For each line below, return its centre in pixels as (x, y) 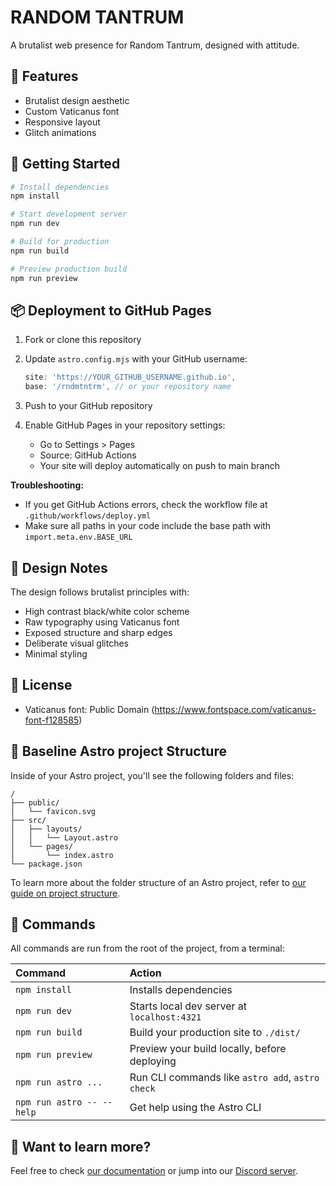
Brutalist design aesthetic (77, 100)
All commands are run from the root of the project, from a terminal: (147, 948)
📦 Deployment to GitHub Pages (111, 310)
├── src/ (28, 820)
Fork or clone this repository (83, 340)
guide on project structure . (65, 893)
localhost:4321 (165, 1017)
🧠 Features (44, 76)
